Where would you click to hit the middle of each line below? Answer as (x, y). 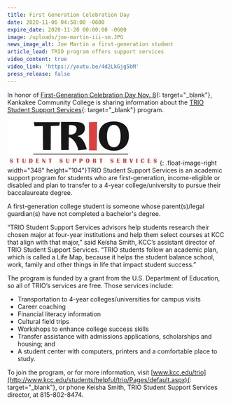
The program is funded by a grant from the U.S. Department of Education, (114, 278)
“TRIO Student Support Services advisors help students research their (108, 227)
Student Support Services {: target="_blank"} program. (86, 109)
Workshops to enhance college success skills (83, 329)
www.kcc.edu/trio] (180, 372)
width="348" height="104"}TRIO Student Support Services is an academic (115, 170)
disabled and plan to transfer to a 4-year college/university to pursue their (114, 185)
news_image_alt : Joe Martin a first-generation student (90, 45)
